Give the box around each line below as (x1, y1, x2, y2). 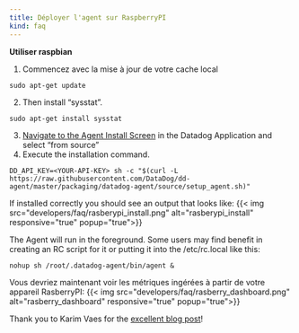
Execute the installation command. (22, 149, 150, 160)
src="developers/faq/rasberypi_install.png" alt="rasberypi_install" (9, 207, 254, 218)
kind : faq (9, 22, 47, 31)
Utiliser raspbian (9, 46, 73, 57)
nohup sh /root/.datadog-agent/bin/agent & (9, 261, 175, 270)
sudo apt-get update (9, 81, 87, 90)
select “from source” (22, 139, 100, 150)
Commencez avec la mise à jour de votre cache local (22, 64, 218, 74)
